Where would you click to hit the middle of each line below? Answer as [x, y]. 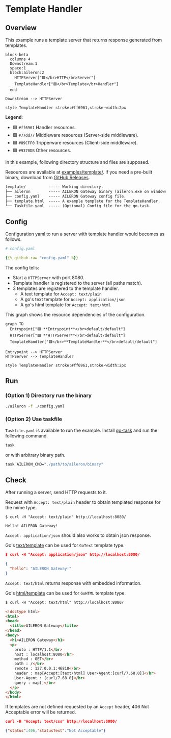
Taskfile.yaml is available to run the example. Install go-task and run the [81, 430]
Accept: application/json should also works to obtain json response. [78, 535]
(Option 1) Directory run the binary [49, 396]
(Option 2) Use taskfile [34, 419]
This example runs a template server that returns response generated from [83, 40]
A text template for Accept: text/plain [61, 293]
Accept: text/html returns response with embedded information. [73, 583]
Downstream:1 [24, 64]
